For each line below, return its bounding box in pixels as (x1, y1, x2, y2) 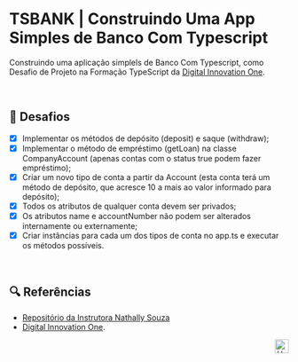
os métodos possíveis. (21, 240, 105, 251)
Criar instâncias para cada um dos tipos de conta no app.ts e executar (21, 231, 279, 241)
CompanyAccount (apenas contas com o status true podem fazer (21, 153, 262, 163)
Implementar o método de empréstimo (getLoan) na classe (21, 143, 237, 153)
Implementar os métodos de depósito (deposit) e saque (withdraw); (21, 133, 270, 144)
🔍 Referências (9, 284, 91, 299)
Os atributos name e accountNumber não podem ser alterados (21, 211, 251, 221)
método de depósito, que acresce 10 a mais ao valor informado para (21, 182, 272, 193)
